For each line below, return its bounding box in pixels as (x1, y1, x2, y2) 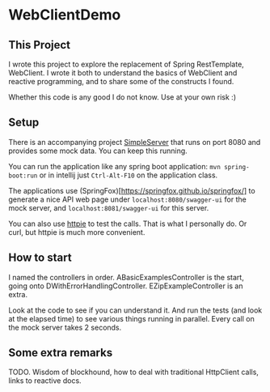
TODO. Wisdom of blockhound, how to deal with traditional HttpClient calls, (8, 367, 259, 377)
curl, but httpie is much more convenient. (8, 227, 146, 236)
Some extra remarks (8, 346, 113, 360)
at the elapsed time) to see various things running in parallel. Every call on (8, 313, 255, 323)
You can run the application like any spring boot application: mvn (8, 161, 221, 171)
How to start (8, 251, 72, 265)
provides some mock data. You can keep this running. (8, 146, 188, 156)
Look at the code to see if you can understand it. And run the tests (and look (8, 305, 263, 315)
